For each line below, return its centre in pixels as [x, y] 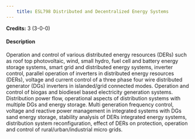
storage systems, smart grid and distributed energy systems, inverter [90, 67]
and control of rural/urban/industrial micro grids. [64, 129]
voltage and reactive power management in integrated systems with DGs [94, 111]
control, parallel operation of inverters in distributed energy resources [90, 73]
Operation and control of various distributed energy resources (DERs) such [97, 55]
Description [21, 42]
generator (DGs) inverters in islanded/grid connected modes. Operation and [97, 86]
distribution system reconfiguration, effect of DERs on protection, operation [97, 123]
